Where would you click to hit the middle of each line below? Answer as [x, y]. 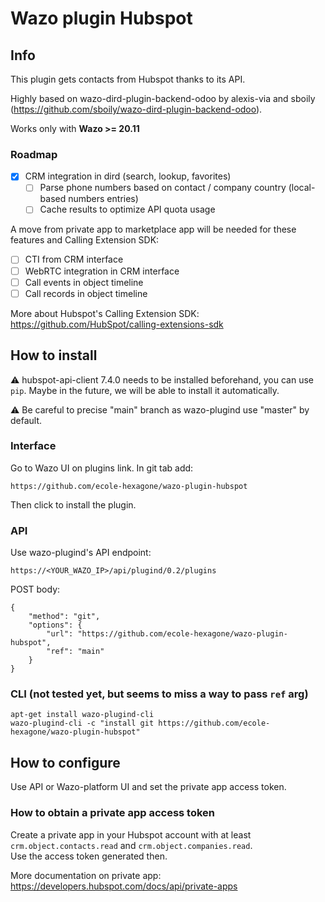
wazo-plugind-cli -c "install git [82, 723]
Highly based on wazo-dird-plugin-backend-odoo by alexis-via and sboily [163, 98]
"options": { [55, 625]
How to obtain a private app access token [113, 813]
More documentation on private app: [86, 875]
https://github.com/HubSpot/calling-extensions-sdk [117, 324]
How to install [54, 355]
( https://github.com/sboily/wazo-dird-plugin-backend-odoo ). [136, 109]
